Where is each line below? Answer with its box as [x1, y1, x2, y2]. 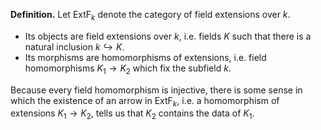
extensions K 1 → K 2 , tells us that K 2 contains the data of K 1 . [10, 107, 255, 122]
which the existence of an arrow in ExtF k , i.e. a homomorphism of [10, 94, 280, 109]
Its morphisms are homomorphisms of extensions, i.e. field [24, 51, 267, 63]
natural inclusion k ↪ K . [24, 40, 125, 53]
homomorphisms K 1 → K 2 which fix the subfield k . [24, 62, 232, 76]
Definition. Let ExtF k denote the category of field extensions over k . [10, 9, 291, 23]
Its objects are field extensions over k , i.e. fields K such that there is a [24, 30, 312, 42]
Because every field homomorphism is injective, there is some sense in [10, 84, 303, 96]
